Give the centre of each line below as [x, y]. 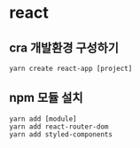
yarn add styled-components [61, 134]
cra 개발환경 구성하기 [64, 47]
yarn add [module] [43, 119]
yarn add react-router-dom [59, 127]
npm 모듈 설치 [46, 98]
